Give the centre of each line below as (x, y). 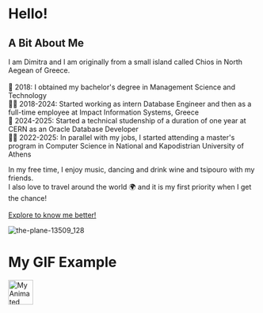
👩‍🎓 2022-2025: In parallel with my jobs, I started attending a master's (122, 138)
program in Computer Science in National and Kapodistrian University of (126, 146)
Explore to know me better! (52, 215)
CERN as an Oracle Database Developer (73, 129)
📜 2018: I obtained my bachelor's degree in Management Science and (122, 87)
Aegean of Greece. (39, 70)
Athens (20, 154)
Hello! (28, 14)
